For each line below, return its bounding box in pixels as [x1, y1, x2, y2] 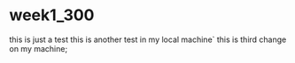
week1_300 [9, 5, 95, 25]
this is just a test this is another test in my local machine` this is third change [9, 34, 287, 45]
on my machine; [9, 43, 68, 53]
